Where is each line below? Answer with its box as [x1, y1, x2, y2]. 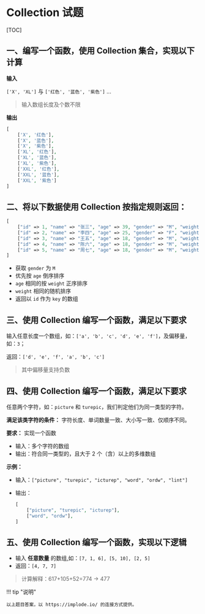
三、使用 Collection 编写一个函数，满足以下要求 [6, 314, 187, 325]
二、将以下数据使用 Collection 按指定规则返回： [6, 201, 187, 212]
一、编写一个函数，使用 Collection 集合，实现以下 [6, 45, 195, 56]
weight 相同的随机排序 [15, 287, 72, 295]
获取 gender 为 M [15, 265, 56, 272]
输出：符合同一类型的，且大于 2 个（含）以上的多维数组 [15, 449, 156, 457]
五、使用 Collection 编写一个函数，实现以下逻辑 [6, 537, 187, 547]
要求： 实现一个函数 [6, 429, 56, 437]
